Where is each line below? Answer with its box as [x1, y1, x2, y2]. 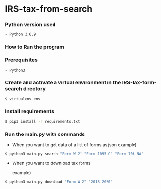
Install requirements [5, 108, 54, 115]
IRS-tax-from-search [5, 3, 93, 15]
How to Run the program [5, 43, 65, 50]
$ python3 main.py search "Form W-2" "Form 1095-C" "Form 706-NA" [5, 151, 144, 157]
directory [23, 85, 46, 92]
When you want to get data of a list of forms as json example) [12, 142, 137, 148]
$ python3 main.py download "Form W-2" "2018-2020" [5, 179, 113, 185]
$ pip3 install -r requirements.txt [5, 119, 80, 124]
